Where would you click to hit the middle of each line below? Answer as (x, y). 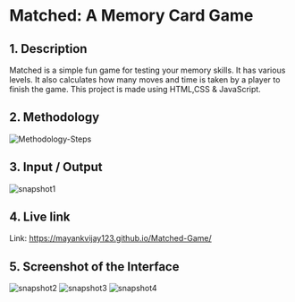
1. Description (48, 49)
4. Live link (40, 217)
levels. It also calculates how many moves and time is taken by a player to (145, 80)
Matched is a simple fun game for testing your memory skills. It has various (147, 70)
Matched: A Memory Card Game (131, 16)
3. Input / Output (56, 167)
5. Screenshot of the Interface (94, 267)
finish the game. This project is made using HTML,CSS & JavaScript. (135, 89)
